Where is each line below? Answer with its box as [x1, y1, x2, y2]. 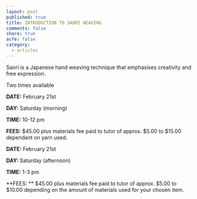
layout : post [6, 8, 38, 15]
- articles [11, 48, 38, 53]
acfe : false [6, 36, 35, 42]
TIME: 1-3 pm [6, 168, 40, 175]
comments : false [6, 25, 46, 31]
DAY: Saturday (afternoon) [6, 157, 71, 164]
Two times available [6, 81, 54, 89]
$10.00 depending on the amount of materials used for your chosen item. [6, 186, 185, 193]
